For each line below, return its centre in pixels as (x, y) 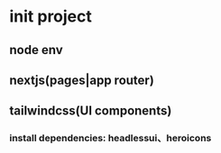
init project (51, 17)
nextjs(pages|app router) (82, 80)
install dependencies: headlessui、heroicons (110, 139)
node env (36, 50)
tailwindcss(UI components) (91, 111)
